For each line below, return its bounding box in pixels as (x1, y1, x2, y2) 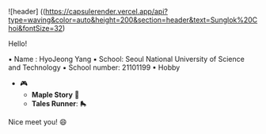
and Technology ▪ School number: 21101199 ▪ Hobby (8, 63, 180, 72)
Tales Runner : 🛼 (31, 99, 87, 108)
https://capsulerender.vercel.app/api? (44, 7, 169, 16)
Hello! (8, 39, 28, 48)
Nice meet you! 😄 (8, 117, 67, 126)
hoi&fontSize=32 (8, 24, 63, 33)
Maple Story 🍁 (31, 90, 80, 99)
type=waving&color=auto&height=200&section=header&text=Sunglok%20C (8, 15, 258, 25)
